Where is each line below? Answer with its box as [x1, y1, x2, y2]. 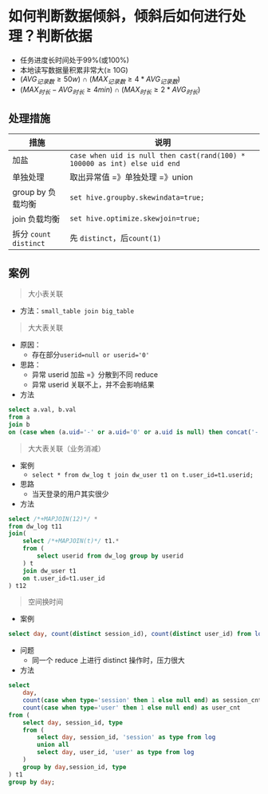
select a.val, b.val [8, 406, 77, 414]
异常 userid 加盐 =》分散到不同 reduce [31, 370, 159, 379]
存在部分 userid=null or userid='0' [31, 350, 150, 359]
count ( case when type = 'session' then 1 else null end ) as [22, 697, 219, 705]
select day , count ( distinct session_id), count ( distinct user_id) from [8, 630, 251, 638]
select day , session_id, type [22, 718, 124, 727]
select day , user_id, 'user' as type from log [37, 748, 195, 756]
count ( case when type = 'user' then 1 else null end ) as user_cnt [22, 704, 241, 712]
